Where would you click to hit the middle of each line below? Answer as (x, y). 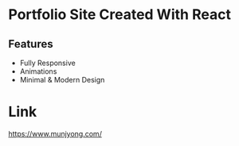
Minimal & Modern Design (62, 80)
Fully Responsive (47, 63)
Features (31, 44)
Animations (38, 71)
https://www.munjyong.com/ (55, 133)
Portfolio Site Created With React (119, 15)
